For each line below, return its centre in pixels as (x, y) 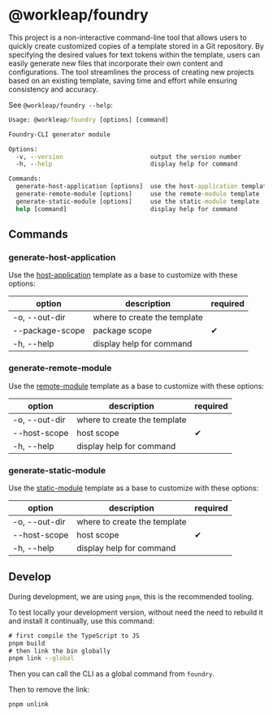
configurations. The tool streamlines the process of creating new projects (131, 71)
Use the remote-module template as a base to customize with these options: (136, 386)
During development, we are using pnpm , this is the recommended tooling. (131, 596)
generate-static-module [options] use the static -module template (138, 201)
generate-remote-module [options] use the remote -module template (138, 194)
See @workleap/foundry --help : (61, 105)
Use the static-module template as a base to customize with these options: (134, 488)
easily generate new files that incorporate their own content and (116, 63)
